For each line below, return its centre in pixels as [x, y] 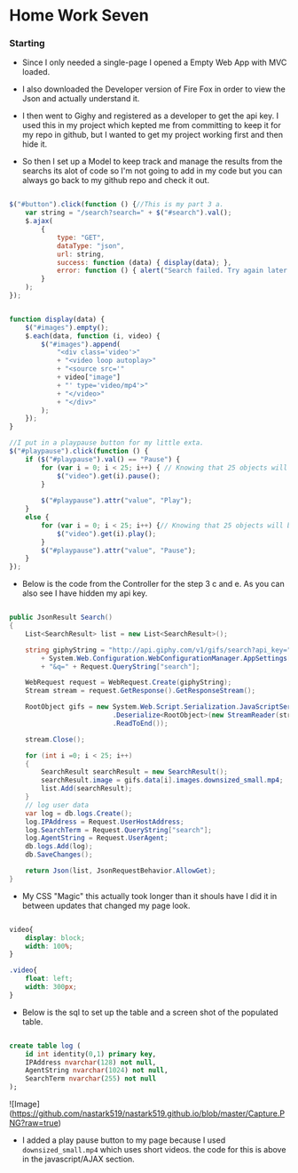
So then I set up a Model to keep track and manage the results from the [152, 162]
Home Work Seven [79, 16]
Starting [27, 44]
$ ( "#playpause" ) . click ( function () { [79, 451]
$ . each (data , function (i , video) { [93, 336]
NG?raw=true [34, 1123]
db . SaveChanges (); [59, 855]
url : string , [80, 254]
